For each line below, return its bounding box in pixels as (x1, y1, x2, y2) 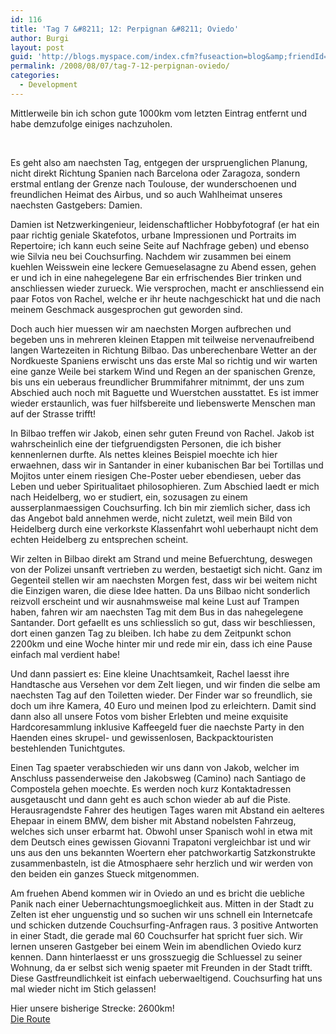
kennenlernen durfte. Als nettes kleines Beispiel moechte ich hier (10, 448, 278, 460)
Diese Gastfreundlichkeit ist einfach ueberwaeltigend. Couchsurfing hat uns (10, 972, 323, 984)
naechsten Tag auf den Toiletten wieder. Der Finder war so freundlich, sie (10, 689, 313, 701)
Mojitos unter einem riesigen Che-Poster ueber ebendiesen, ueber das (10, 469, 302, 481)
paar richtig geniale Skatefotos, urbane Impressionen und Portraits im (10, 229, 297, 241)
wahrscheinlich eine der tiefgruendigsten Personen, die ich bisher (10, 437, 282, 450)
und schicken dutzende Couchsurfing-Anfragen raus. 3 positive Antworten (10, 919, 319, 931)
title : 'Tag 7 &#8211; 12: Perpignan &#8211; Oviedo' (10, 24, 240, 34)
